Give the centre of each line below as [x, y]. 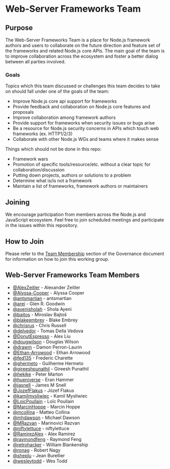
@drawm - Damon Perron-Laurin [47, 347]
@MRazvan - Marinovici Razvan [46, 423]
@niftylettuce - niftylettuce [41, 428]
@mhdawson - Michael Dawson [46, 417]
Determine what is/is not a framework [52, 181]
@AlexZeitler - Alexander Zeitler [46, 287]
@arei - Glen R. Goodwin [39, 304]
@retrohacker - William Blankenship [50, 445]
